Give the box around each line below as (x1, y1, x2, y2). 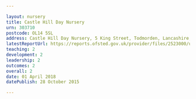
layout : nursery (6, 13, 45, 19)
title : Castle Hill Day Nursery (6, 19, 85, 25)
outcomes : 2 (6, 63, 35, 69)
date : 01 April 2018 (6, 74, 57, 80)
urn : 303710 (6, 25, 35, 30)
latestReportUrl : (6, 41, 48, 47)
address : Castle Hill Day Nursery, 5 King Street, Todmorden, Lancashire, (6, 36, 192, 42)
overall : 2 (6, 68, 33, 74)
